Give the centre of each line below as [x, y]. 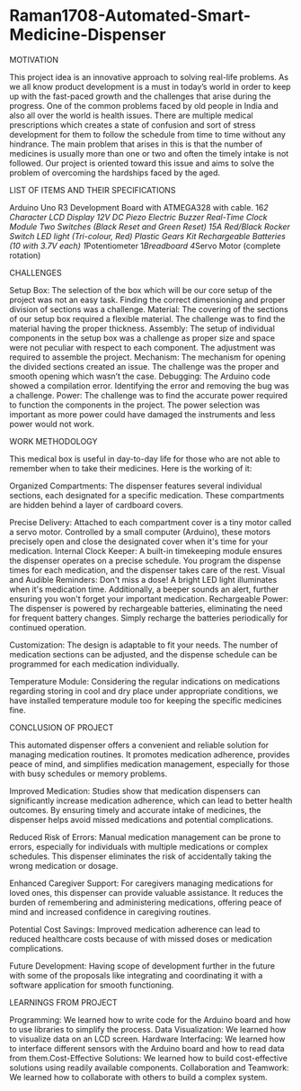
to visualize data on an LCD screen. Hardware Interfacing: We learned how [147, 1039]
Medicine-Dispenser [88, 35]
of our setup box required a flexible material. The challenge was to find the [147, 318]
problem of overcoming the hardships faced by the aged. [115, 173]
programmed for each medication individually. [94, 664]
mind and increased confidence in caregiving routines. [110, 912]
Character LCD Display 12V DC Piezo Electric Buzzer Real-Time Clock [138, 217]
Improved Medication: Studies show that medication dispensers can [135, 791]
